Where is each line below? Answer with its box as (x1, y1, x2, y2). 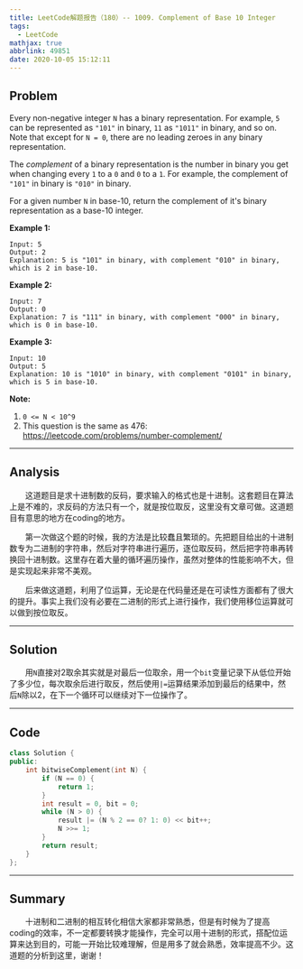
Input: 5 (9, 240, 42, 249)
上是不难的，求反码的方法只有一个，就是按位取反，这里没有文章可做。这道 (9, 501, 286, 512)
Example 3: (9, 336, 52, 347)
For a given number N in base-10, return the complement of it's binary (9, 195, 268, 206)
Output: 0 (9, 304, 47, 314)
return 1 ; (57, 782, 95, 791)
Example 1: (9, 222, 51, 233)
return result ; (41, 841, 99, 850)
